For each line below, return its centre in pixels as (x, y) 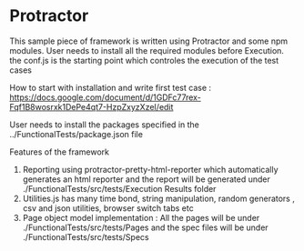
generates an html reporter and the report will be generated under (147, 179)
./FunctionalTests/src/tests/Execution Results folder (119, 188)
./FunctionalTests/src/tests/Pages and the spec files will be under (145, 227)
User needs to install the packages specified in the (105, 125)
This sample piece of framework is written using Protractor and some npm (149, 41)
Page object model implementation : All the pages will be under (141, 217)
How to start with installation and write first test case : (111, 87)
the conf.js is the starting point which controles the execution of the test (144, 60)
